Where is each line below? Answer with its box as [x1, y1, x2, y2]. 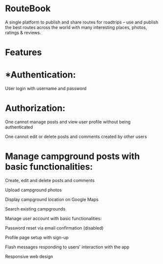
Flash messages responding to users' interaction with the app [5, 244, 130, 250]
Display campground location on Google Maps [5, 196, 99, 202]
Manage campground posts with [5, 151, 140, 162]
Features [5, 47, 42, 58]
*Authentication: [5, 69, 76, 80]
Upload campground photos [5, 187, 62, 193]
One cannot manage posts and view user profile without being [5, 119, 131, 125]
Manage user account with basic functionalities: [5, 215, 102, 221]
